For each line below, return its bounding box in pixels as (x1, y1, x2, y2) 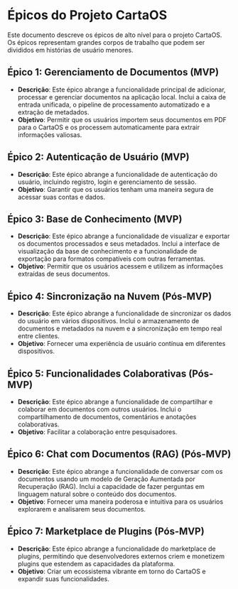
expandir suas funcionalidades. (17, 574, 110, 583)
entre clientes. (17, 332, 60, 340)
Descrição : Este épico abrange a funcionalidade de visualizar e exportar (17, 232, 230, 241)
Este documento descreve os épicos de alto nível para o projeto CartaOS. (7, 31, 222, 39)
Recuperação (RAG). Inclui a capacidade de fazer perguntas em (17, 482, 205, 490)
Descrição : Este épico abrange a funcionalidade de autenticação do (17, 170, 218, 178)
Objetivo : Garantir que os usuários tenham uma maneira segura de (17, 185, 214, 193)
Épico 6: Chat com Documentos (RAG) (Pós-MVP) (7, 448, 232, 460)
